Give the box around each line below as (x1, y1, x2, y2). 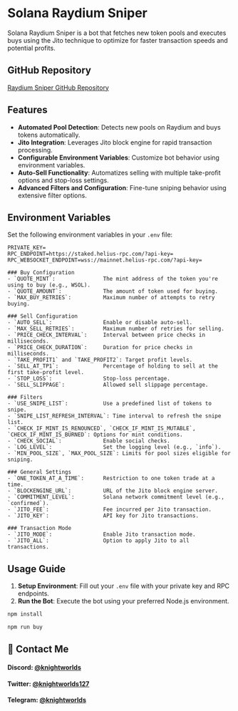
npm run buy (7, 623, 43, 631)
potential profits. (7, 43, 56, 52)
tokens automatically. (17, 130, 81, 139)
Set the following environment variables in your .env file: (7, 230, 173, 239)
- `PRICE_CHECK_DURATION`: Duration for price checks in (7, 344, 193, 351)
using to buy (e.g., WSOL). (7, 281, 91, 289)
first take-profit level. (7, 369, 84, 376)
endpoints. (17, 589, 50, 598)
